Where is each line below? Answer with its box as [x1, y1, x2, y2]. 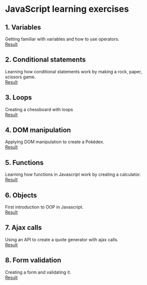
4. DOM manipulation [5, 126, 71, 134]
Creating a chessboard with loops [5, 106, 73, 112]
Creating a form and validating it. [5, 269, 72, 275]
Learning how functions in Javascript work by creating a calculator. [5, 171, 141, 178]
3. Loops [5, 94, 32, 102]
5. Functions [5, 158, 44, 167]
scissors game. [5, 74, 36, 80]
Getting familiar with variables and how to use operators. [5, 36, 120, 42]
